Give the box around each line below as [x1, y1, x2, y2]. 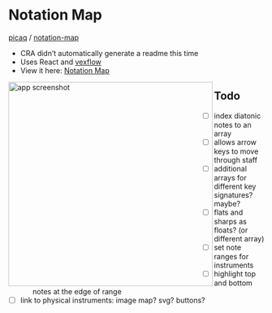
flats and [214, 207, 244, 217]
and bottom [214, 278, 253, 288]
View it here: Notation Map [19, 65, 110, 75]
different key [214, 181, 257, 191]
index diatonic [214, 111, 261, 120]
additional [214, 163, 248, 173]
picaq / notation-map [8, 33, 80, 42]
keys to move [214, 146, 259, 156]
